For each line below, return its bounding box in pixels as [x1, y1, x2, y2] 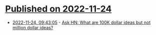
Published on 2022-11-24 [5, 3, 112, 15]
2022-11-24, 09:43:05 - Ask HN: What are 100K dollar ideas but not [12, 19, 151, 25]
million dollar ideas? [12, 24, 53, 30]
